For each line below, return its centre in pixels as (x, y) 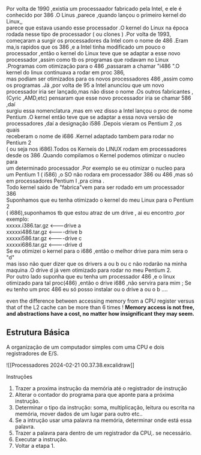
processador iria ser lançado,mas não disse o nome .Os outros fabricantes (98, 92)
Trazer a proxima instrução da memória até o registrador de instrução (101, 388)
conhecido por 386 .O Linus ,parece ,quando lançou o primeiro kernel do (96, 15)
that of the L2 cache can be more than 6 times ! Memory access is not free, (100, 307)
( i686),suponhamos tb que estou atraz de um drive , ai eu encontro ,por (95, 213)
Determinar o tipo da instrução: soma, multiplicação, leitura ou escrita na (105, 407)
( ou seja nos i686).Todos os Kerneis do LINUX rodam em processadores (97, 149)
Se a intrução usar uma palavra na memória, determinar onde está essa (103, 420)
